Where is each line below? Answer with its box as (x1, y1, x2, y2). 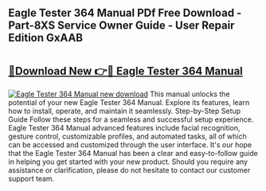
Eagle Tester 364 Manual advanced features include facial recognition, (8, 123, 241, 132)
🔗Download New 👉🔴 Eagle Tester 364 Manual (8, 64, 243, 78)
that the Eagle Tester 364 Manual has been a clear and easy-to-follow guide (8, 149, 259, 158)
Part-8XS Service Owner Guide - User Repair (8, 19, 235, 33)
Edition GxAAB (8, 31, 84, 45)
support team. (8, 174, 55, 183)
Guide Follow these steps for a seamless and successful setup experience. (8, 115, 254, 124)
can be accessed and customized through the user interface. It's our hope (8, 140, 252, 150)
